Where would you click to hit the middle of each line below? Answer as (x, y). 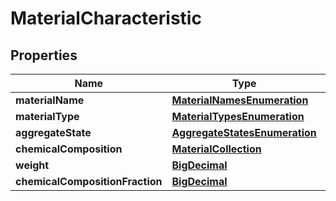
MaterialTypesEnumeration (238, 116)
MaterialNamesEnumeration (240, 100)
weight (32, 165)
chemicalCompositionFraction (89, 181)
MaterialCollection (216, 149)
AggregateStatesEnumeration (244, 132)
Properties (44, 55)
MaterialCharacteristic (106, 18)
